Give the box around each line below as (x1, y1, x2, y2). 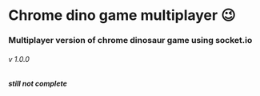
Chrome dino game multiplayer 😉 (8, 6, 236, 25)
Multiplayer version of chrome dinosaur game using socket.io (8, 35, 253, 46)
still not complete (8, 79, 68, 89)
